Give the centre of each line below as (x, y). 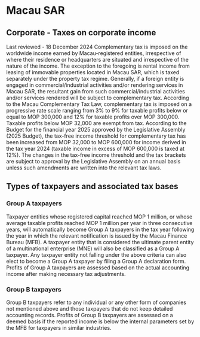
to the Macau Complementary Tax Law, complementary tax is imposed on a (99, 104)
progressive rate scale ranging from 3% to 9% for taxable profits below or (97, 110)
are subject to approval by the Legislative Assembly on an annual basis (93, 161)
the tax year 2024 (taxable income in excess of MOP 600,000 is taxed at (96, 148)
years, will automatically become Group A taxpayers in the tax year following (100, 229)
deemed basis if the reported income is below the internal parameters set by (100, 321)
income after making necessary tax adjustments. (66, 274)
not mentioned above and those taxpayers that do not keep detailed (90, 308)
